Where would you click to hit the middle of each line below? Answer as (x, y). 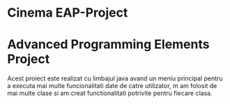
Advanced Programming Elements (108, 45)
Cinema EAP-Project (68, 13)
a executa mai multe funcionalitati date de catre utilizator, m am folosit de (112, 86)
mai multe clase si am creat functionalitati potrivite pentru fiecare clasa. (110, 93)
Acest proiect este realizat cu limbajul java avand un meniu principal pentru (115, 78)
